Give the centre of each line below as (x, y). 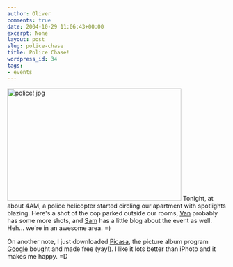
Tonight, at (198, 198)
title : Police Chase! (39, 53)
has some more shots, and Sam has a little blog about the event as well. (110, 220)
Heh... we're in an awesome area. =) (59, 228)
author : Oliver (29, 14)
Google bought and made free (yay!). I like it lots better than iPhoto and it (112, 249)
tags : (15, 66)
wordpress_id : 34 (32, 59)
